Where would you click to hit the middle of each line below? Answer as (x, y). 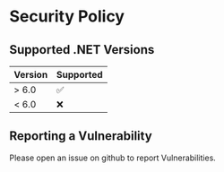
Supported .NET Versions (82, 50)
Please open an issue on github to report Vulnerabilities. (113, 158)
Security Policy (67, 17)
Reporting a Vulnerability (81, 136)
